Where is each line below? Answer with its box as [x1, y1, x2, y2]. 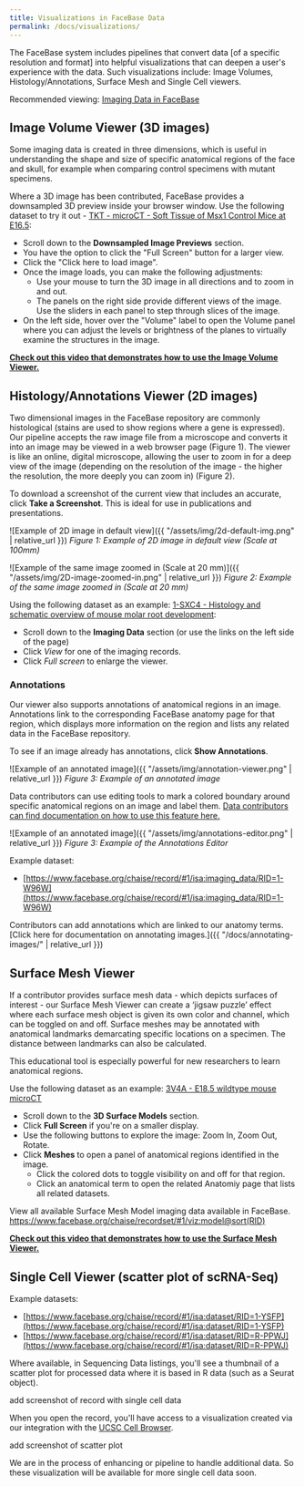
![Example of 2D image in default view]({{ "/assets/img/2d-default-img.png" [9, 525, 295, 536]
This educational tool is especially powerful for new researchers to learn [9, 1056, 280, 1067]
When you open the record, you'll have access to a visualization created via [9, 1412, 293, 1423]
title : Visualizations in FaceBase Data [9, 13, 166, 23]
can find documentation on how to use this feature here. [9, 811, 220, 821]
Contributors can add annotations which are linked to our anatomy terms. [9, 920, 284, 931]
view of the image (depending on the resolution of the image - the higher [9, 461, 283, 472]
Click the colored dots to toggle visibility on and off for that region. [35, 1169, 286, 1180]
